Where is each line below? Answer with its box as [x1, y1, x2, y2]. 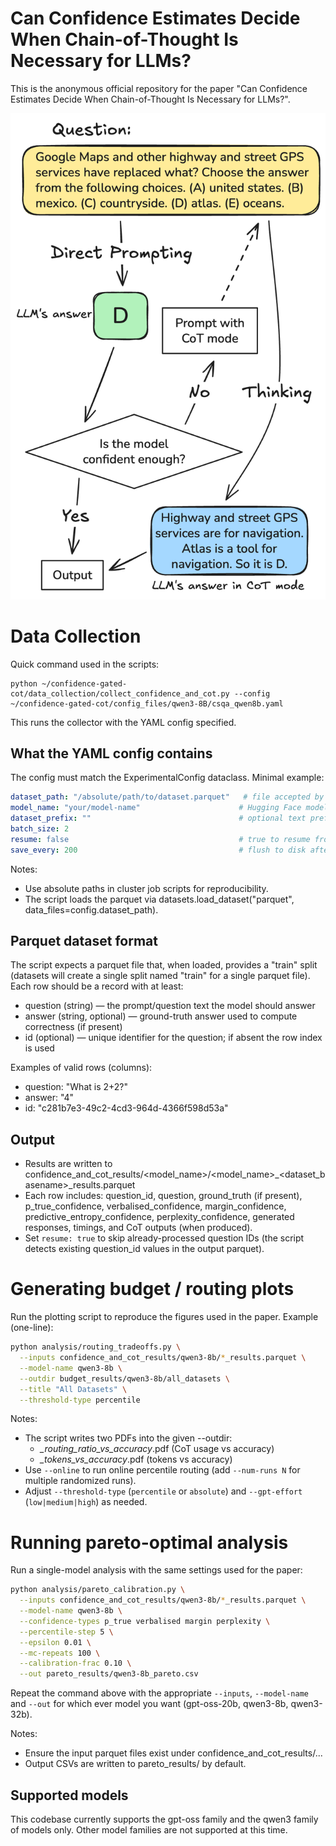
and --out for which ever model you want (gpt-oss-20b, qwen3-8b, [10, 1698, 289, 1710]
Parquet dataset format [10, 932, 158, 949]
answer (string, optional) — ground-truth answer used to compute [24, 1010, 298, 1022]
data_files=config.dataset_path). [24, 903, 159, 916]
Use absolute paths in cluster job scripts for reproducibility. [24, 882, 269, 894]
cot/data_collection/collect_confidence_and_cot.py [10, 688, 230, 699]
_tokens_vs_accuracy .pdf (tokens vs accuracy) [39, 1453, 233, 1466]
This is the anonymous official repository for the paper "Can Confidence [10, 82, 308, 94]
